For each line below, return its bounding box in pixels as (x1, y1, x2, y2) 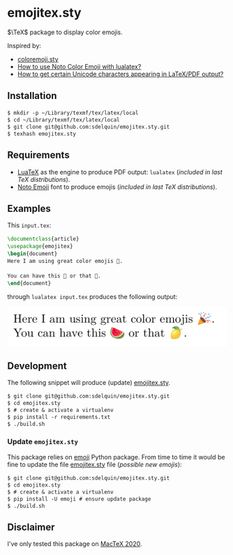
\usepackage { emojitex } (7, 243, 73, 250)
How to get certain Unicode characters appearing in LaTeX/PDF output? (17, 70, 224, 78)
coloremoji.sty (17, 54, 59, 63)
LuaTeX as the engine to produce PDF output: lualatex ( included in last (17, 167, 223, 176)
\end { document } (7, 280, 52, 287)
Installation (7, 90, 57, 102)
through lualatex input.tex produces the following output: (7, 292, 178, 301)
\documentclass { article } (7, 236, 80, 243)
